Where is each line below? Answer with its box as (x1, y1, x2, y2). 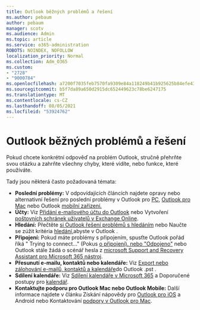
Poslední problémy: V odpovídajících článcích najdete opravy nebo (14, 190, 180, 197)
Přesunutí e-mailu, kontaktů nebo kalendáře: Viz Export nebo (14, 259, 168, 266)
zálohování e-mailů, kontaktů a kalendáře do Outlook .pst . (14, 266, 157, 273)
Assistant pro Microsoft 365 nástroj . (14, 253, 103, 260)
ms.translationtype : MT (6, 92, 65, 98)
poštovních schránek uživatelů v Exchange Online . (14, 215, 139, 222)
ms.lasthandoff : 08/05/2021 (6, 103, 76, 109)
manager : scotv (6, 25, 44, 32)
